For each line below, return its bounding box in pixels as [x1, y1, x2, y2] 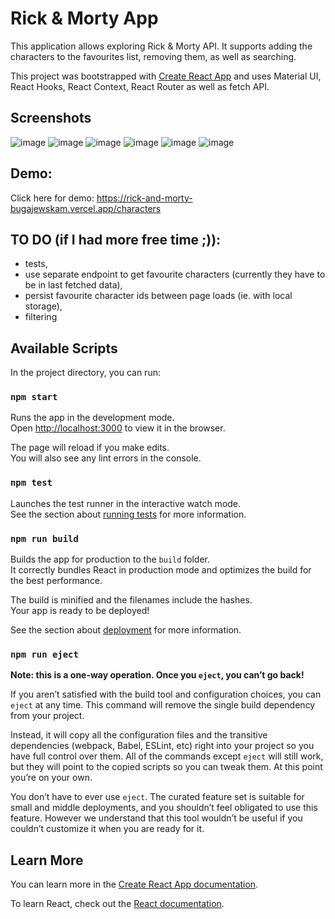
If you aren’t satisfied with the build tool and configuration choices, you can [10, 688, 322, 701]
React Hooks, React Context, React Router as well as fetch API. [10, 80, 270, 92]
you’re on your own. [10, 772, 93, 784]
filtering [24, 311, 58, 323]
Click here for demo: [10, 192, 95, 204]
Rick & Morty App [10, 7, 159, 30]
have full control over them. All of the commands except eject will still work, [10, 750, 324, 762]
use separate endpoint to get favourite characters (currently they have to [24, 268, 326, 281]
